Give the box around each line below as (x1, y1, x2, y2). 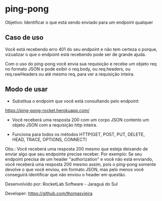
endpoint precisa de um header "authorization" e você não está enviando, (5, 156, 153, 162)
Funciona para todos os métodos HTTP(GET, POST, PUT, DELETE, (12, 131, 145, 137)
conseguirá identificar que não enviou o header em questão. (5, 171, 126, 177)
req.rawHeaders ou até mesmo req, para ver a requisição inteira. (5, 71, 135, 77)
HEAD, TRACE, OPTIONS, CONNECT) (12, 137, 88, 142)
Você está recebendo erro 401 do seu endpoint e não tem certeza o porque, (5, 46, 158, 52)
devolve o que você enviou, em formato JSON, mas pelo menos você (5, 166, 144, 172)
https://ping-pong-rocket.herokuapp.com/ (5, 108, 90, 113)
